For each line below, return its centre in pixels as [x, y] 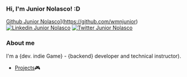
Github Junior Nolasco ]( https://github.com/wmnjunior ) [72, 22]
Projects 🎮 [27, 68]
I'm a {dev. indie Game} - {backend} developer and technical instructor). [93, 56]
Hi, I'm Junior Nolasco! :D [43, 9]
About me [21, 43]
